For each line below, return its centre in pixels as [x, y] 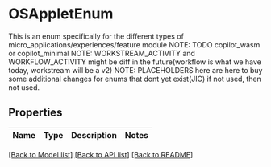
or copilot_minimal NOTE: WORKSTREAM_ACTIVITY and [102, 53]
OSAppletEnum [61, 14]
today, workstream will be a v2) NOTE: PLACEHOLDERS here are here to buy [135, 70]
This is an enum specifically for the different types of [96, 36]
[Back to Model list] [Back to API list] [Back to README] [101, 154]
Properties [35, 113]
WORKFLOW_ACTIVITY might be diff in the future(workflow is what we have [135, 62]
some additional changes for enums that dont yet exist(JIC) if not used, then [135, 79]
